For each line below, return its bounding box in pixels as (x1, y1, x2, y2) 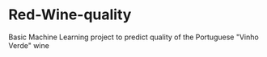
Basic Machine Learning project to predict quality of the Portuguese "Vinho (8, 32, 259, 42)
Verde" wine (8, 40, 50, 50)
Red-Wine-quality (8, 6, 132, 24)
